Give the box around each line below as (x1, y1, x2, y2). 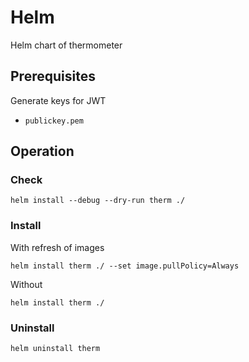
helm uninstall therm (10, 344, 101, 354)
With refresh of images (10, 241, 105, 253)
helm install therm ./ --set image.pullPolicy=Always (10, 261, 240, 271)
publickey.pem (24, 116, 84, 126)
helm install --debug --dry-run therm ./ (10, 196, 186, 206)
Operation (10, 143, 75, 160)
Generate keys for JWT (10, 94, 107, 106)
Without (10, 278, 43, 290)
